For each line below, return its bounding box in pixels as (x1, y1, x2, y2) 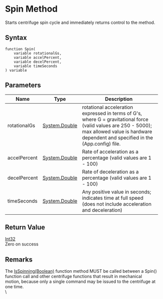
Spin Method (5, 3, 58, 15)
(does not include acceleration (81, 201, 152, 207)
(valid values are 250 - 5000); (81, 122, 152, 129)
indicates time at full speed (81, 194, 144, 201)
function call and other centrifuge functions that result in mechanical (5, 274, 142, 280)
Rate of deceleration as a (81, 168, 139, 175)
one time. (5, 284, 24, 290)
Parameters (5, 81, 41, 90)
